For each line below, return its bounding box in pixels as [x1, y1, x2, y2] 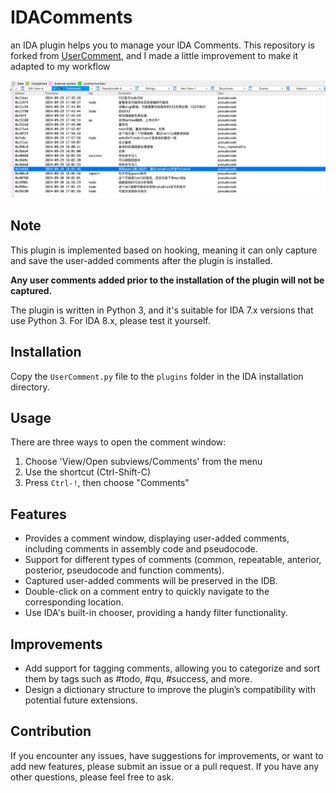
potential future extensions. [24, 694, 138, 706]
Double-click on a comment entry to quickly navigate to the [24, 586, 270, 598]
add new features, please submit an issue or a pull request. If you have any [10, 760, 320, 772]
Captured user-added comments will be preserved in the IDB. [24, 575, 278, 587]
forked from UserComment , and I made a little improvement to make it [10, 49, 298, 61]
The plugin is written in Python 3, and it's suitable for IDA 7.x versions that [10, 304, 314, 316]
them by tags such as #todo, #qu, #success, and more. [24, 673, 253, 685]
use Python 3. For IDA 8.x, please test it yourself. [10, 314, 211, 326]
